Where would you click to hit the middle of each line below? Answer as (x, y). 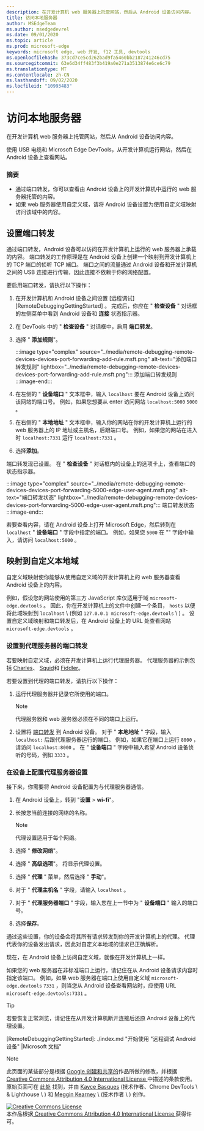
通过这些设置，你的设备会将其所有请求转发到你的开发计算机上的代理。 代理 (101, 937)
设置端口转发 (31, 233)
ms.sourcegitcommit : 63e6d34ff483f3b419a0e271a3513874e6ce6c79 (89, 63)
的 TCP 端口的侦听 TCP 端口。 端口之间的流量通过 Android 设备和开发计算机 (102, 265)
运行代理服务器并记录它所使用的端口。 (63, 694)
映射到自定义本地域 (42, 561)
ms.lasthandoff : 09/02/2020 (42, 80)
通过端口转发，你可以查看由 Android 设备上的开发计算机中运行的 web (102, 189)
